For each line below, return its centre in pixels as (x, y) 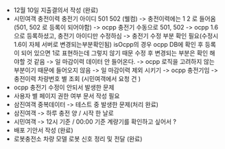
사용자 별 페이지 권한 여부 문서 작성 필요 (67, 96)
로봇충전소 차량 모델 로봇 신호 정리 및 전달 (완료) (78, 139)
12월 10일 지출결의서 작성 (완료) (56, 10)
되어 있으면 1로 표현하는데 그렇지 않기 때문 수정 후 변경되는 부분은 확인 (115, 53)
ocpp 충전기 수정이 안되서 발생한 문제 (64, 87)
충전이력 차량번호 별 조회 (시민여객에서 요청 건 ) (77, 79)
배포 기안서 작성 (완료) (43, 130)
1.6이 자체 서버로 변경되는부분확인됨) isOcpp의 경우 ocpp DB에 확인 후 (108, 44)
